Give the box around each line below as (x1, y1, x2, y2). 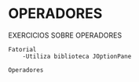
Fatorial (8, 45, 37, 53)
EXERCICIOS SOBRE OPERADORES (8, 30, 123, 40)
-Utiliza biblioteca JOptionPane (22, 52, 132, 60)
